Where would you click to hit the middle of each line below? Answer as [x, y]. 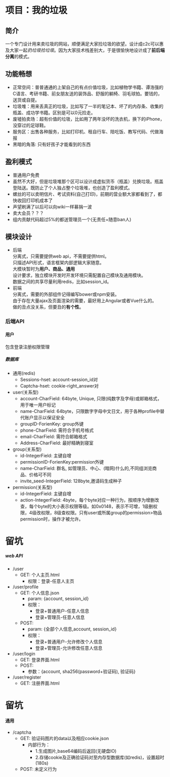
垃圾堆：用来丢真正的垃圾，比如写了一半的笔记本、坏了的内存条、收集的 [88, 106]
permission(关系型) [32, 487]
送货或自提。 [26, 100]
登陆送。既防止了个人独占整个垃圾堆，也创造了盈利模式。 [72, 188]
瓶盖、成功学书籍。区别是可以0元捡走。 [54, 113]
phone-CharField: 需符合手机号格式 [57, 430]
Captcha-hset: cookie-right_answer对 [59, 385]
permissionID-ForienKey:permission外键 [62, 462]
